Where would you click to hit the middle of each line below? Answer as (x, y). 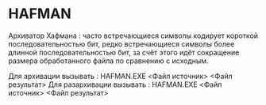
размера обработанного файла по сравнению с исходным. (108, 61)
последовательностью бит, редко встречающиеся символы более (121, 43)
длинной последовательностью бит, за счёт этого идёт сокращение (124, 52)
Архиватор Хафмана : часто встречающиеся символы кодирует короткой (133, 36)
